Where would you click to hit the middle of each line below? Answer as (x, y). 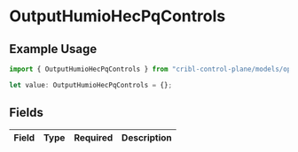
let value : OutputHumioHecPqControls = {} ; (91, 85)
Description (147, 137)
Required (94, 137)
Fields (27, 113)
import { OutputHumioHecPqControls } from (89, 69)
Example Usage (53, 49)
